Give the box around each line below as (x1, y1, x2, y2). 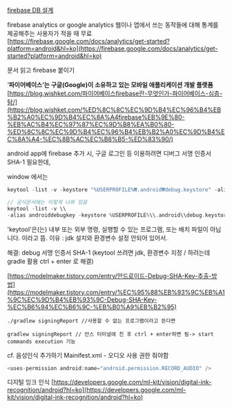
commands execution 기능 (7, 338, 76, 345)
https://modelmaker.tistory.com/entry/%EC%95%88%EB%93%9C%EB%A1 (9, 288, 225, 296)
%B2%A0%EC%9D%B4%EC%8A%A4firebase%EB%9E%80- (7, 113, 185, 121)
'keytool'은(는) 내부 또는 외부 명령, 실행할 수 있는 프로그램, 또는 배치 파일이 (7, 225, 209, 233)
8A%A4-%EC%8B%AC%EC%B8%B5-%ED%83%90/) (17, 135, 174, 143)
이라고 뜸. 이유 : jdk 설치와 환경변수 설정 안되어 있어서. (21, 233, 168, 242)
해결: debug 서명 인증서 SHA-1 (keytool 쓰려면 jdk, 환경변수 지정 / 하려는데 (7, 248, 211, 257)
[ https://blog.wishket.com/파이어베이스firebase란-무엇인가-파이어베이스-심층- (7, 89, 223, 97)
